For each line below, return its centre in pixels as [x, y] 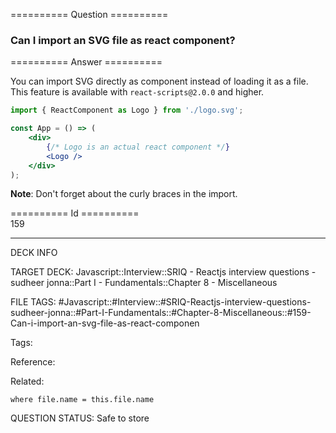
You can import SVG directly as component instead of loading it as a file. [159, 81]
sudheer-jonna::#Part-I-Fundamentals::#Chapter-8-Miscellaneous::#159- [161, 313]
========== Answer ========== [86, 62]
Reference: [33, 362]
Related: [27, 381]
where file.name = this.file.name [82, 400]
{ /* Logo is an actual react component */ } [138, 147]
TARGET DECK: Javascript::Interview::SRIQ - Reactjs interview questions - [163, 272]
